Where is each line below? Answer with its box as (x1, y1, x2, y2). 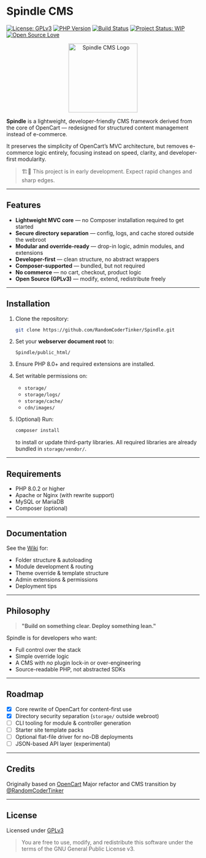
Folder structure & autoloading (15, 556, 93, 563)
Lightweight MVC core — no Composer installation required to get (15, 216, 184, 223)
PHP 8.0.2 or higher (15, 485, 66, 492)
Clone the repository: (15, 315, 69, 322)
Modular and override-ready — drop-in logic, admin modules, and (15, 242, 185, 250)
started (15, 223, 34, 230)
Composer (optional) (15, 504, 68, 512)
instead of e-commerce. (6, 130, 67, 137)
